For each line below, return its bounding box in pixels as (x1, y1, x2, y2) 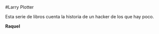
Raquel (5, 23, 20, 29)
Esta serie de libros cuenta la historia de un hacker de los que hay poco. (5, 14, 154, 19)
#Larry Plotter (5, 4, 34, 10)
